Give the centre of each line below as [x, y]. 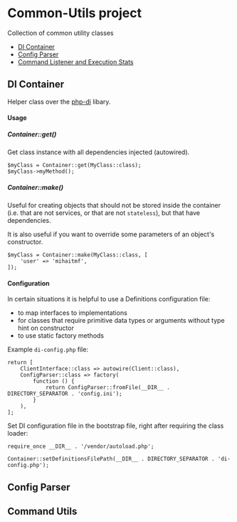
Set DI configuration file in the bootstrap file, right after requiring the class [116, 426]
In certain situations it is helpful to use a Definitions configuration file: [109, 299]
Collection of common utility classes [60, 33]
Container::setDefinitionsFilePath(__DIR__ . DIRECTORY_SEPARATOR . [111, 459]
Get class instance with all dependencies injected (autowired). [99, 152]
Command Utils [42, 512]
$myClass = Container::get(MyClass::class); [74, 166]
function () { [54, 381]
